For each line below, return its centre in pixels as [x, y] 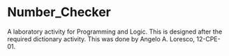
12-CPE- [209, 38]
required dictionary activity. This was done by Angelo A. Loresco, [101, 38]
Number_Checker [59, 12]
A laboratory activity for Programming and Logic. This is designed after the [115, 31]
